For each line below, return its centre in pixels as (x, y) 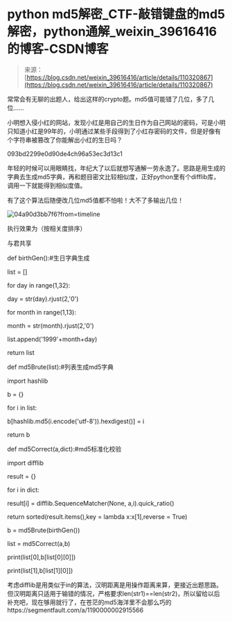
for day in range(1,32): (39, 285)
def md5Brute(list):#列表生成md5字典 (61, 367)
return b (19, 434)
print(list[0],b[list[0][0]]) (42, 557)
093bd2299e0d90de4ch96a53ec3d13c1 (65, 154)
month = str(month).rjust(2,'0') (51, 325)
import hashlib (28, 381)
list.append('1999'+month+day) (52, 339)
